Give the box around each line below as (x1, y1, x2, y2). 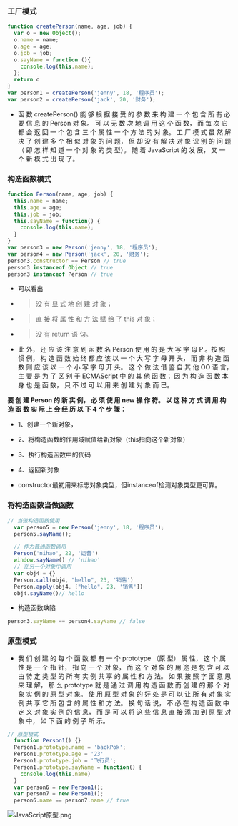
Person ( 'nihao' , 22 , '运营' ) (14, 550, 99, 557)
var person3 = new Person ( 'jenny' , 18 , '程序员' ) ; (7, 244, 159, 252)
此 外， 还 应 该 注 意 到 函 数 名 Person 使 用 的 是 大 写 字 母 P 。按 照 (17, 345, 226, 354)
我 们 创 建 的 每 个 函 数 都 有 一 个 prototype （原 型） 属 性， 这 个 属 (17, 654, 227, 662)
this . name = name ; (14, 197, 69, 204)
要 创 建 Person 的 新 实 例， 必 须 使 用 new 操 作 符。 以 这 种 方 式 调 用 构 (7, 396, 227, 404)
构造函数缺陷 (17, 604, 56, 612)
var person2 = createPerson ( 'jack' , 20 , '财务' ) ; (7, 96, 156, 103)
